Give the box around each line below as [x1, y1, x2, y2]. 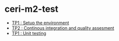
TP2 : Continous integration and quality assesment [11, 25, 115, 31]
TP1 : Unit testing [11, 30, 46, 36]
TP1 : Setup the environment [11, 20, 69, 26]
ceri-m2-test [4, 3, 59, 15]
